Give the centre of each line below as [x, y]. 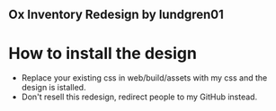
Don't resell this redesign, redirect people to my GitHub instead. [139, 97]
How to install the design [102, 53]
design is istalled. [53, 88]
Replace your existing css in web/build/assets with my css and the [144, 78]
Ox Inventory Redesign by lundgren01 [116, 15]
